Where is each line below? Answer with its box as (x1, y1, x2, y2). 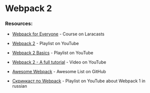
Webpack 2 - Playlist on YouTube (12, 41, 79, 46)
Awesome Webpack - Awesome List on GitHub (12, 69, 107, 75)
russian (12, 83, 27, 89)
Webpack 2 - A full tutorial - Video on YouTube (12, 59, 107, 65)
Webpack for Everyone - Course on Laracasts (12, 31, 105, 37)
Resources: (5, 20, 33, 27)
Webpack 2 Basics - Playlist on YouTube (12, 50, 94, 56)
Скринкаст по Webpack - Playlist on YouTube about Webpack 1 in (12, 78, 146, 84)
